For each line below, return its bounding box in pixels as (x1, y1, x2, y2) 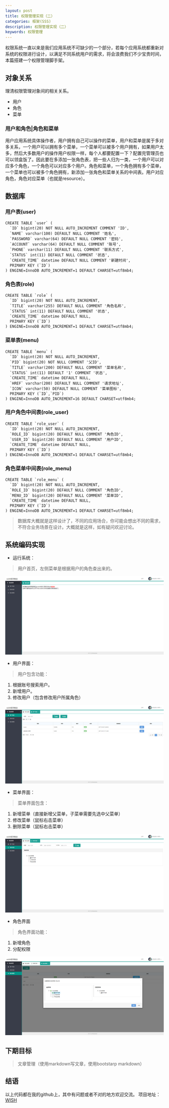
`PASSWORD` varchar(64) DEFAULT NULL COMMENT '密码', (10, 236, 123, 241)
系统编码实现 (5, 540, 45, 549)
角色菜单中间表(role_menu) (5, 465, 72, 472)
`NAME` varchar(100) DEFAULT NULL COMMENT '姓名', (10, 231, 117, 236)
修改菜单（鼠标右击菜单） (12, 817, 66, 823)
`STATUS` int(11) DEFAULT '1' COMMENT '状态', (10, 370, 108, 375)
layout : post (5, 8, 33, 13)
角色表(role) (5, 281, 34, 288)
